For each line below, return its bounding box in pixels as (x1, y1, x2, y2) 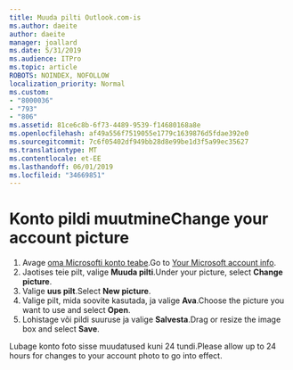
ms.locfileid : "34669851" (9, 170, 105, 179)
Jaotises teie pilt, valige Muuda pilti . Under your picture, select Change (21, 267, 283, 277)
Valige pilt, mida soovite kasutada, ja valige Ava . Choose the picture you (21, 295, 285, 306)
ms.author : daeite (9, 21, 77, 30)
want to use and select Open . (21, 305, 131, 316)
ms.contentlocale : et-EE (9, 153, 102, 163)
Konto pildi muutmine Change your (9, 209, 269, 229)
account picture (9, 228, 129, 248)
